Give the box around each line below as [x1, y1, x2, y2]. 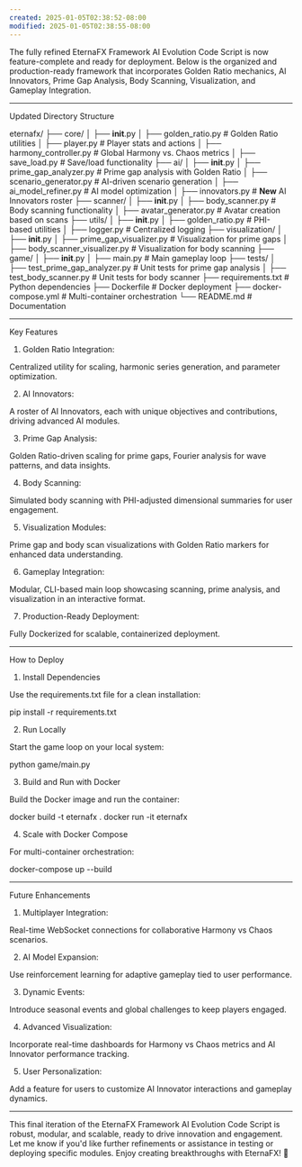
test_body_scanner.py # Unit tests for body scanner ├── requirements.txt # [9, 271, 289, 282]
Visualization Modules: [22, 522, 107, 533]
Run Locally [22, 724, 67, 734]
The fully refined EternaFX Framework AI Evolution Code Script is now [9, 46, 270, 57]
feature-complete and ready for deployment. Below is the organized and [9, 56, 277, 67]
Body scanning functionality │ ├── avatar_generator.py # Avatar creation [9, 205, 281, 215]
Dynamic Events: [22, 986, 85, 997]
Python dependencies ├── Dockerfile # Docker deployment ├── [9, 281, 252, 292]
